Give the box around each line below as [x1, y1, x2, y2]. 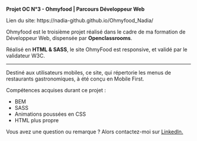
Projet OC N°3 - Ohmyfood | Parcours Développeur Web [6, 6, 145, 12]
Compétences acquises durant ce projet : [6, 87, 106, 93]
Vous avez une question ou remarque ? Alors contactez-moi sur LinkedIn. [6, 128, 184, 135]
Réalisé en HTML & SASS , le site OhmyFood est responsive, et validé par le [6, 46, 188, 53]
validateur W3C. [6, 52, 45, 59]
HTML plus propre [14, 117, 59, 123]
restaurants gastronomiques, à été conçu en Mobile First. [6, 75, 145, 82]
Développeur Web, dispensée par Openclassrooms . [6, 35, 133, 41]
